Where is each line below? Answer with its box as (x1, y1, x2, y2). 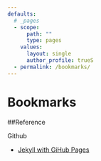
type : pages (26, 37, 62, 44)
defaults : (7, 10, 37, 18)
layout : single (26, 51, 72, 58)
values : (20, 43, 43, 51)
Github (7, 131, 27, 140)
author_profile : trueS (26, 57, 94, 64)
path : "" (26, 30, 53, 38)
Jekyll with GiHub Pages (17, 145, 90, 154)
